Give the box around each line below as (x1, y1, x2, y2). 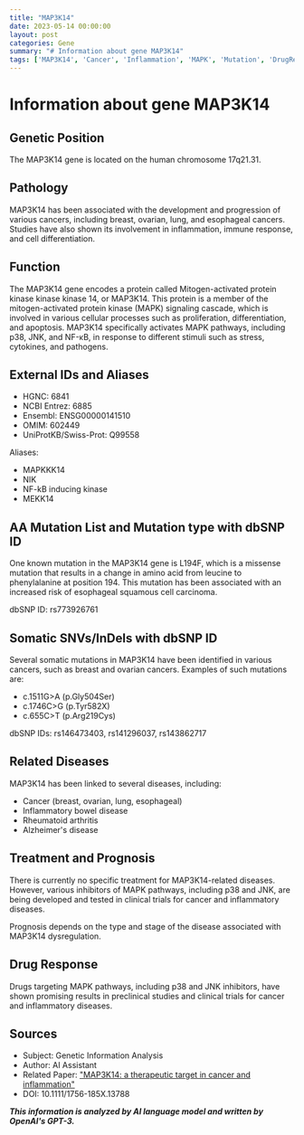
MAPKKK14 (22, 465, 66, 476)
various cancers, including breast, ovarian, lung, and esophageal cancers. (9, 213, 285, 224)
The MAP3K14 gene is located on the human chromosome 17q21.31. (9, 155, 261, 165)
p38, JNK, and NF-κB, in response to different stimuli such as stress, (9, 331, 265, 342)
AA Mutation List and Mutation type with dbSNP (9, 519, 285, 534)
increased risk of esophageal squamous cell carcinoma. (9, 587, 218, 598)
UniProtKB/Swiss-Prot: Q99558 (22, 430, 140, 440)
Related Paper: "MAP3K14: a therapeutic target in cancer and (22, 1069, 252, 1081)
